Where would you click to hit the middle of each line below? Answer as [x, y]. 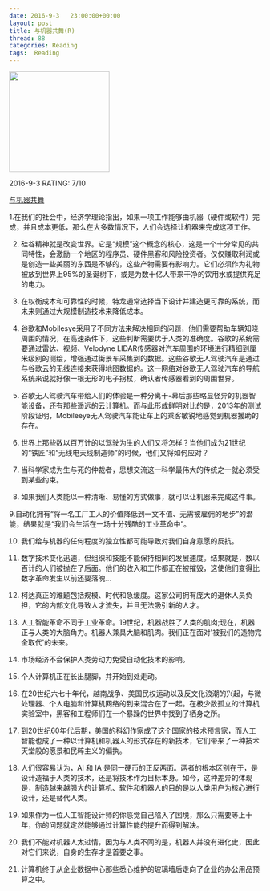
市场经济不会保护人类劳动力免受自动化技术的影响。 [105, 659]
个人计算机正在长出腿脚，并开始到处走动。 [91, 676]
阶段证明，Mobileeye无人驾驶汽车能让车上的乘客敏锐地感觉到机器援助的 [139, 415]
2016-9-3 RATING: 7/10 [48, 183]
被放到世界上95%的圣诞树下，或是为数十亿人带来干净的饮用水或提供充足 [141, 274]
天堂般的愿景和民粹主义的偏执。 [73, 751]
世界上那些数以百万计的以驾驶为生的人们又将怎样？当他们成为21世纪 [133, 443]
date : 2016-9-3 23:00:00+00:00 [65, 16]
